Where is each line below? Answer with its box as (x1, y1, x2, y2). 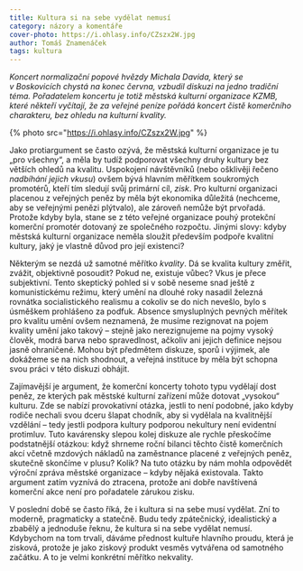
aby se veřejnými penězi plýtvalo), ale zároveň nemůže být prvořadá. (9, 202, 266, 213)
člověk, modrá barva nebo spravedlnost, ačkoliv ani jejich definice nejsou (9, 335, 282, 345)
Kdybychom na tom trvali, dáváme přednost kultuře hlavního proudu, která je (9, 533, 294, 544)
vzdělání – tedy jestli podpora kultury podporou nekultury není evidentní (9, 419, 277, 430)
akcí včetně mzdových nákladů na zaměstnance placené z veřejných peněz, (9, 448, 292, 459)
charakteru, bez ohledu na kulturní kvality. (9, 110, 167, 121)
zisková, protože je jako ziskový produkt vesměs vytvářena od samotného (9, 542, 284, 553)
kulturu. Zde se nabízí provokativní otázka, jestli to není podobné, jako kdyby (9, 401, 294, 411)
